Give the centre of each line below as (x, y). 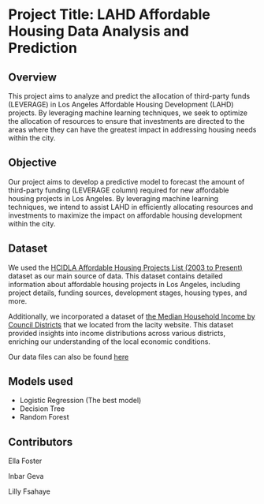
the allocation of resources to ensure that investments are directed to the (126, 121)
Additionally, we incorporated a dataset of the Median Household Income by (132, 316)
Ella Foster (25, 461)
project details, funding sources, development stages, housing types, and (128, 293)
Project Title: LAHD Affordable (109, 15)
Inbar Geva (26, 476)
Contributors (41, 442)
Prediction (43, 48)
